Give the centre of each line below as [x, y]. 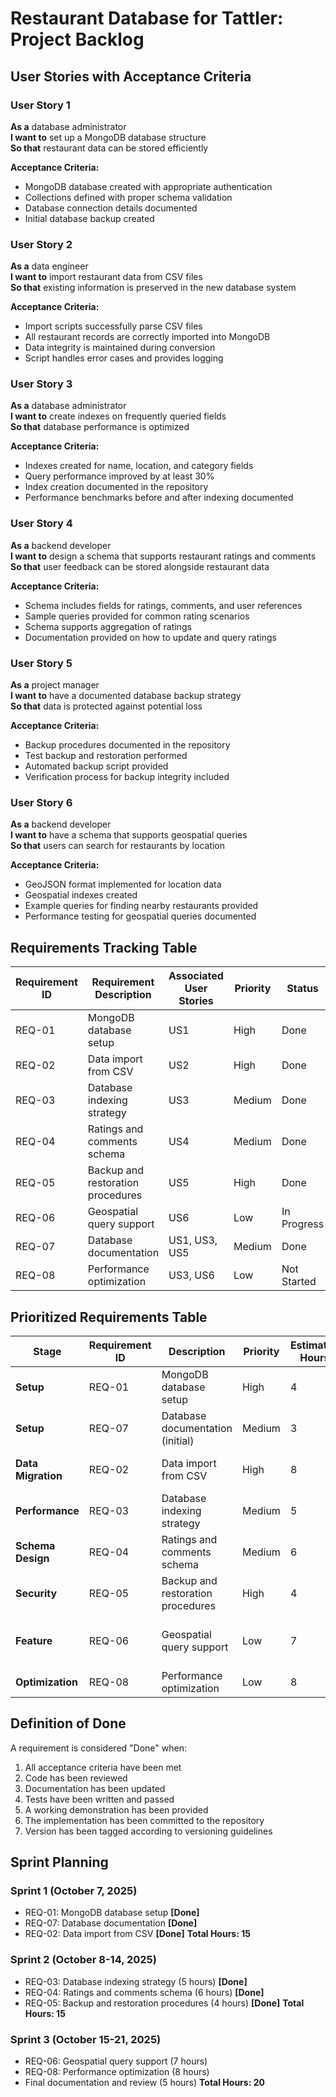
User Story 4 [41, 524]
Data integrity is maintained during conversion [120, 348]
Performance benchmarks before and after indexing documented [159, 498]
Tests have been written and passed [99, 1799]
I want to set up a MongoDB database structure [108, 137]
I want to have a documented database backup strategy [126, 696]
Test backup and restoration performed [106, 756]
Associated [196, 976]
